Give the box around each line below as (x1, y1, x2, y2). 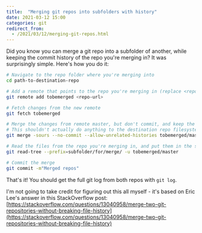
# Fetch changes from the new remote (6, 104, 101, 111)
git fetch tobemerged (6, 110, 61, 116)
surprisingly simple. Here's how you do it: (6, 61, 109, 68)
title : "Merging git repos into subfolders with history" (6, 8, 158, 15)
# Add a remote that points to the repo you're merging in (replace (6, 88, 182, 94)
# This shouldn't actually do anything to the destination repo (6, 127, 171, 133)
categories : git (6, 20, 47, 26)
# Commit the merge (6, 160, 55, 166)
